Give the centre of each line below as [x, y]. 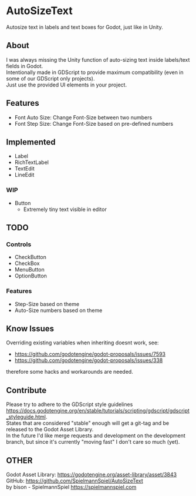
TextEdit [25, 169]
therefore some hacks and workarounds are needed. [70, 372]
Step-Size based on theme [47, 304]
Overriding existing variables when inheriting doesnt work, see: [82, 343]
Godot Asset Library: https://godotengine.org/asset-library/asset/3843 [92, 475]
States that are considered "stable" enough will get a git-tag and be [88, 423]
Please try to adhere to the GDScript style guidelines [70, 404]
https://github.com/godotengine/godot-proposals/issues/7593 [90, 354]
